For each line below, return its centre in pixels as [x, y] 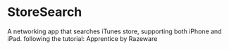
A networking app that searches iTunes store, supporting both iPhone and [114, 31]
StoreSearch [45, 12]
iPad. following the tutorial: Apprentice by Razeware [82, 38]
